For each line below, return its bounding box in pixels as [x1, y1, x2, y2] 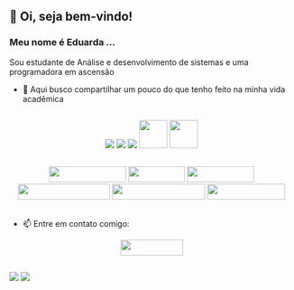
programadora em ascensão [9, 66, 115, 77]
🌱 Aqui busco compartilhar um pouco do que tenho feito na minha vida [22, 83, 286, 95]
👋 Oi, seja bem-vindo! [9, 9, 133, 24]
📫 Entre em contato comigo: [22, 218, 130, 229]
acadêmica [22, 93, 65, 104]
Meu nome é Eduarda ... [9, 36, 115, 49]
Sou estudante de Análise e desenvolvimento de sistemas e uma [9, 56, 250, 68]
